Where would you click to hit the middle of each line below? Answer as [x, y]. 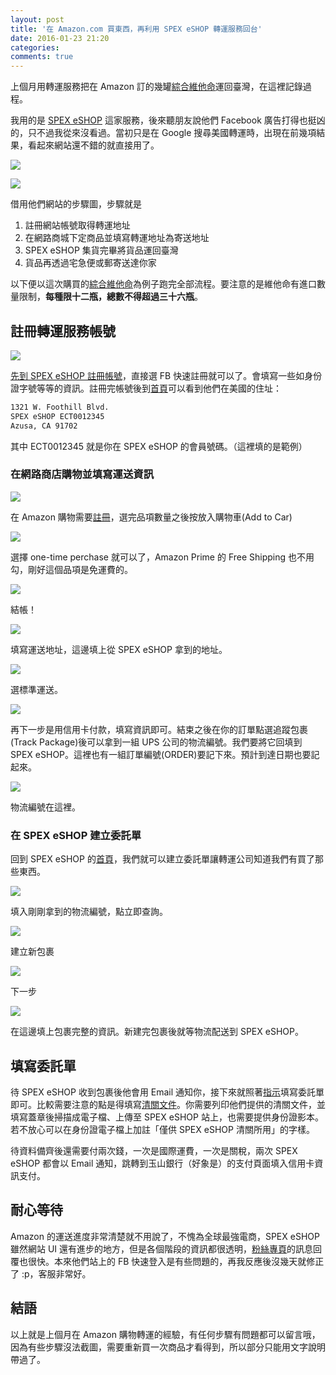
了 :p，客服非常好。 [51, 1273]
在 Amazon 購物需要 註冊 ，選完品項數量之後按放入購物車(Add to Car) [151, 517]
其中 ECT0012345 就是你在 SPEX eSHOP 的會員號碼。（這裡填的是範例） [159, 446]
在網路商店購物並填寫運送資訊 [82, 474]
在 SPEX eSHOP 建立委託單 [76, 835]
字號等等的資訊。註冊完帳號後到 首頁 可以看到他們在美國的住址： [150, 388]
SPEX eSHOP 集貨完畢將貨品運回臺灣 [101, 250]
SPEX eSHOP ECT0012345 [57, 416]
